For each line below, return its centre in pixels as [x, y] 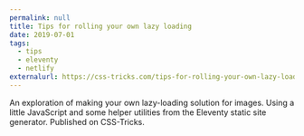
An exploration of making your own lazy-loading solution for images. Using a [152, 102]
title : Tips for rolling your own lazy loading [101, 26]
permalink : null [40, 18]
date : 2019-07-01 [42, 34]
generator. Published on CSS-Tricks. [77, 121]
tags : [19, 43]
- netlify [36, 69]
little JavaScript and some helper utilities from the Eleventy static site [138, 112]
